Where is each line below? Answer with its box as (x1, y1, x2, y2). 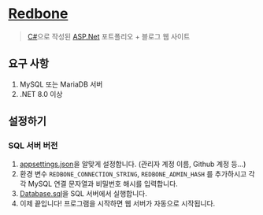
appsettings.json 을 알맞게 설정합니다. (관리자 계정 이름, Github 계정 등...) (19, 159, 246, 169)
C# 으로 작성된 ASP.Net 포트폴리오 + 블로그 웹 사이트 (27, 32, 191, 41)
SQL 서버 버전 (8, 140, 58, 151)
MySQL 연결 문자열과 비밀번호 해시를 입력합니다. (28, 179, 179, 189)
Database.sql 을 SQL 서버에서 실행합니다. (19, 189, 148, 198)
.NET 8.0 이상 (19, 89, 63, 98)
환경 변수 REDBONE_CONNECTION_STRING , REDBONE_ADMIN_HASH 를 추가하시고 (19, 169, 247, 179)
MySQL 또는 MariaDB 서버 (19, 80, 103, 89)
